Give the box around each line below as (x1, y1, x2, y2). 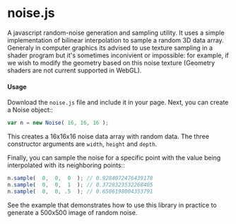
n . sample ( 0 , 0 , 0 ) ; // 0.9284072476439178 (7, 175, 153, 182)
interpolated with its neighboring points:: (7, 161, 125, 169)
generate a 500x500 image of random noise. (7, 208, 138, 217)
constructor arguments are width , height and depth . (7, 140, 158, 148)
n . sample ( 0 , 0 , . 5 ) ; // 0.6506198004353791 (7, 188, 153, 195)
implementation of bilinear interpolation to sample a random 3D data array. (7, 35, 224, 44)
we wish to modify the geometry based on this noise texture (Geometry (7, 58, 216, 67)
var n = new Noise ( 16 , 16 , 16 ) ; (7, 119, 110, 127)
